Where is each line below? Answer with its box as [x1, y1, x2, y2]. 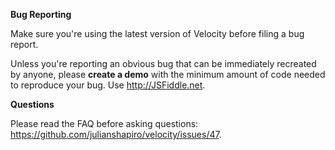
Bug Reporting [10, 9, 72, 20]
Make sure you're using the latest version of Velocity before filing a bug [10, 28, 305, 39]
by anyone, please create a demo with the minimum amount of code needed [10, 69, 326, 80]
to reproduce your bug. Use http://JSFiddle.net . [10, 79, 206, 91]
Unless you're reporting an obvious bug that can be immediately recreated [10, 58, 317, 69]
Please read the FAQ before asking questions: [10, 118, 199, 129]
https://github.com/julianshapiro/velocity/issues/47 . [10, 129, 222, 140]
